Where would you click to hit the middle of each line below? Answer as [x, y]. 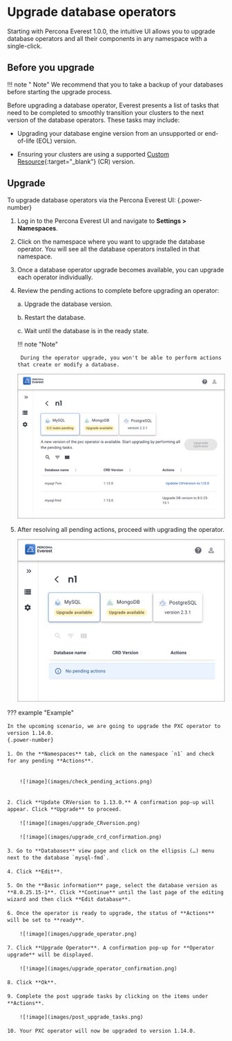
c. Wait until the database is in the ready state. [83, 330]
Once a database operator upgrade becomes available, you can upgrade [120, 269]
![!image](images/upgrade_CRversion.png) [80, 823]
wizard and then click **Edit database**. [69, 899]
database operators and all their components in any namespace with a [107, 38]
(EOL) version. [57, 141]
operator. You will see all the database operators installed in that [108, 249]
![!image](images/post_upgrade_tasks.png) [81, 1017]
